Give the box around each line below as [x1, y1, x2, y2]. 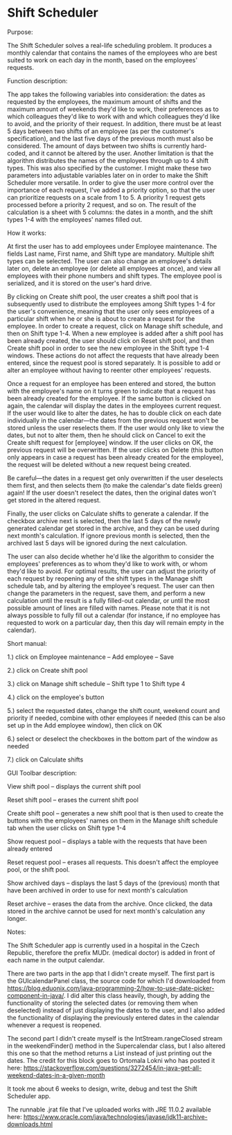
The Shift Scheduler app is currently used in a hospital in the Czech [7, 941, 199, 949]
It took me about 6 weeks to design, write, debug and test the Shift [7, 1084, 197, 1093]
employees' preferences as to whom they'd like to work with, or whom [7, 559, 208, 567]
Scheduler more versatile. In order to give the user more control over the [7, 178, 214, 186]
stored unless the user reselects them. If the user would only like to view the [7, 423, 225, 432]
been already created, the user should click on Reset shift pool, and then [7, 336, 215, 344]
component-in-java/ [7, 991, 64, 999]
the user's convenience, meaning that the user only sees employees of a [7, 307, 215, 315]
